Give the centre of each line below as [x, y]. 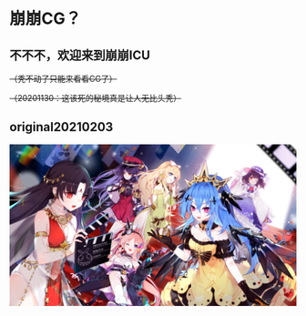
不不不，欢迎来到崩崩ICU [80, 55]
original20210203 [61, 127]
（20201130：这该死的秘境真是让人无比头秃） [96, 98]
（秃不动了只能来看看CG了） [63, 79]
